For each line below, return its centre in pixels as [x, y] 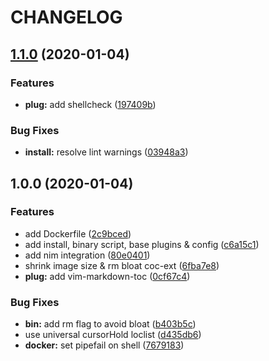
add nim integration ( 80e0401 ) [87, 255]
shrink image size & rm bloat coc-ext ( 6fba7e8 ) [122, 265]
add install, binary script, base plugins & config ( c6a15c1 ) [142, 244]
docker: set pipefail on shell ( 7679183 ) [104, 345]
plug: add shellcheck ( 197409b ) [90, 104]
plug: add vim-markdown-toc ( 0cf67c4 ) [107, 276]
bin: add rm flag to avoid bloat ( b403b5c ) [110, 324]
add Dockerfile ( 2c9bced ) [78, 233]
